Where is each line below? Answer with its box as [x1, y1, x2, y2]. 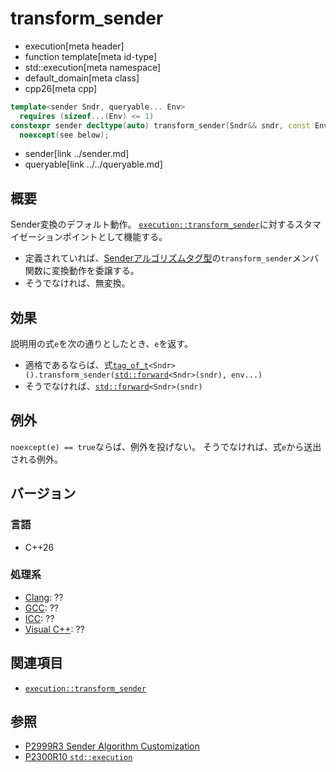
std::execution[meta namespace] [24, 61, 162, 73]
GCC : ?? [24, 602, 59, 614]
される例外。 [10, 453, 63, 465]
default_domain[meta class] [24, 72, 140, 84]
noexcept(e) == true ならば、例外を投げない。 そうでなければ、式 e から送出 [10, 440, 322, 452]
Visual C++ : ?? [24, 623, 85, 635]
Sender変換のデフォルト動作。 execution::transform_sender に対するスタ [10, 218, 313, 231]
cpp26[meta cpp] [24, 82, 98, 94]
